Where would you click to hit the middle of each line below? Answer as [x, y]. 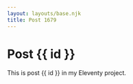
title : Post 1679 [32, 20]
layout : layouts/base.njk [44, 13]
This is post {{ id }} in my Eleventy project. [67, 73]
